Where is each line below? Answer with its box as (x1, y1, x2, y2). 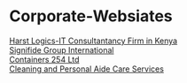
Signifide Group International (9, 44, 114, 55)
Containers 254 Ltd (9, 54, 80, 64)
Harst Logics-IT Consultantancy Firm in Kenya (9, 35, 178, 46)
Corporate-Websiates (9, 6, 173, 26)
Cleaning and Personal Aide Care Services (9, 64, 164, 74)
